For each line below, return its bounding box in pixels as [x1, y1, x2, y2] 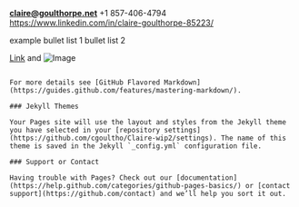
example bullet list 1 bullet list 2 [9, 35, 125, 45]
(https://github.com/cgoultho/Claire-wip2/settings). [9, 133, 218, 143]
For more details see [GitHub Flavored [9, 78, 161, 87]
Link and [9, 53, 42, 63]
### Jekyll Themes [9, 102, 79, 111]
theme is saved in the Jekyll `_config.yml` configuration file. [9, 142, 262, 151]
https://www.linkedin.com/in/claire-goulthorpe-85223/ [9, 17, 214, 28]
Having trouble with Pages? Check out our [9, 173, 173, 182]
